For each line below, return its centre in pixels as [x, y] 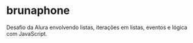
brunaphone [38, 11]
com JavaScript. [27, 33]
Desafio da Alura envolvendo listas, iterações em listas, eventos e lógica [97, 27]
